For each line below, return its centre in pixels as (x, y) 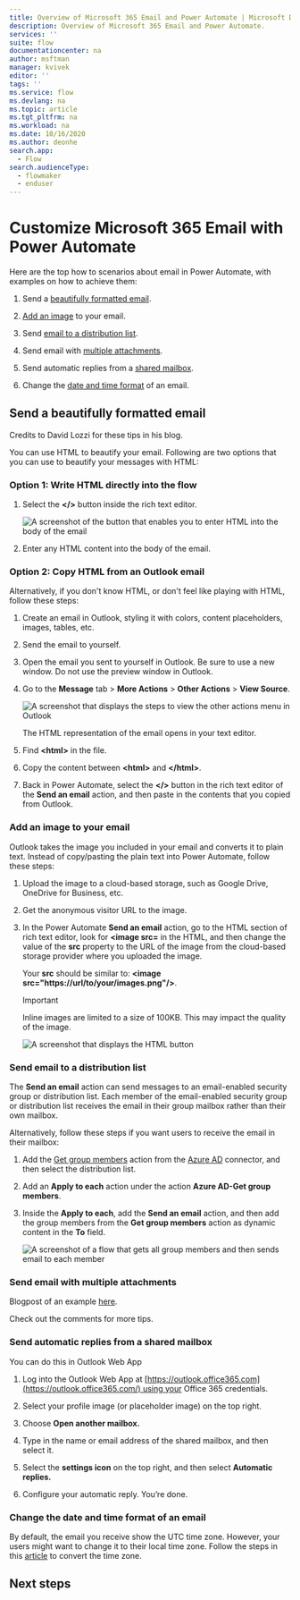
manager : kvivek (39, 68)
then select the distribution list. (79, 1169)
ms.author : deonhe (43, 142)
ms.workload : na (39, 126)
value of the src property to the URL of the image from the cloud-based (154, 946)
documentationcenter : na (55, 51)
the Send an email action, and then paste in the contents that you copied (156, 795)
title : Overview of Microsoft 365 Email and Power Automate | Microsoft (147, 17)
